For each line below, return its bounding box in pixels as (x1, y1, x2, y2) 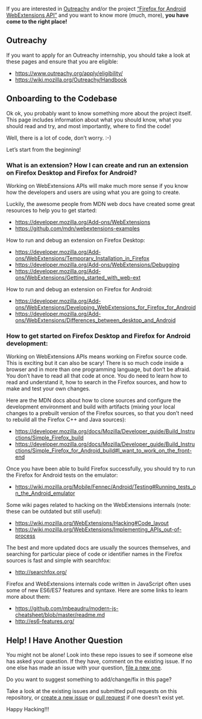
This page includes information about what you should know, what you (6, 116, 182, 123)
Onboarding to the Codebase (6, 94, 118, 104)
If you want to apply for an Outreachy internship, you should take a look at (6, 51, 191, 59)
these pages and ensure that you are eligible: (6, 57, 119, 65)
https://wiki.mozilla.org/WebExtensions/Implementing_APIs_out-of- (14, 526, 182, 534)
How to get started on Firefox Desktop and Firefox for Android (6, 332, 191, 340)
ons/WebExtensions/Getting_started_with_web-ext (14, 274, 140, 281)
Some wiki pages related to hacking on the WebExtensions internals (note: (6, 501, 191, 509)
